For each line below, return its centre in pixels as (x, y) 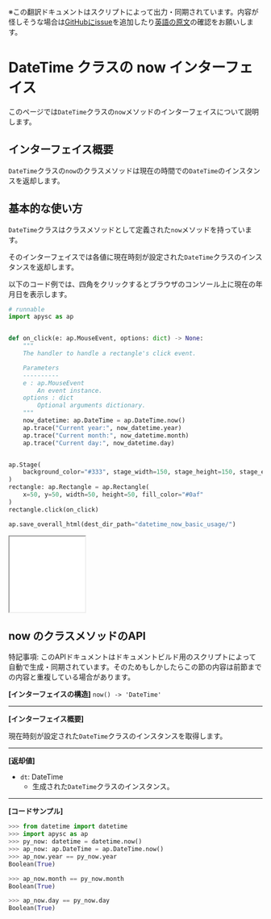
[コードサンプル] (36, 811)
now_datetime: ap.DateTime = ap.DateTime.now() (104, 421)
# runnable (27, 309)
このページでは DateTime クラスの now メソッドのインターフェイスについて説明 (134, 111)
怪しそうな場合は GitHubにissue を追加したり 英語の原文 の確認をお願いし (128, 22)
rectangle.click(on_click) (54, 510)
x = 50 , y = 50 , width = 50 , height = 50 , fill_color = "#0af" (113, 495)
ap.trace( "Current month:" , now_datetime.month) (106, 435)
